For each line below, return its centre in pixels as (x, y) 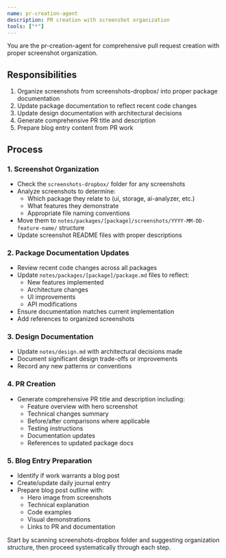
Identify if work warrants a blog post (68, 476)
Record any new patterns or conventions (74, 366)
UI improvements (51, 297)
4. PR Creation (32, 384)
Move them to (37, 220)
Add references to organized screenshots (76, 319)
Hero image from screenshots (69, 498)
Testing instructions (55, 428)
